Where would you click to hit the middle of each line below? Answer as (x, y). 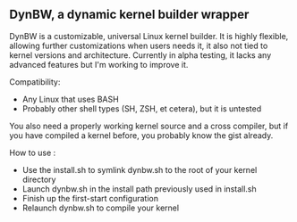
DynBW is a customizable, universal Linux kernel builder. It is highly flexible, (149, 36)
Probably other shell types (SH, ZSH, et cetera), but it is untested (142, 108)
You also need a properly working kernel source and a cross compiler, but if (149, 126)
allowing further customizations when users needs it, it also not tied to (139, 45)
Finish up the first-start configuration (90, 198)
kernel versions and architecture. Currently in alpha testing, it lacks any (140, 55)
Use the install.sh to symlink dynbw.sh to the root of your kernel (140, 169)
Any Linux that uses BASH (70, 99)
